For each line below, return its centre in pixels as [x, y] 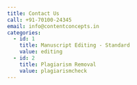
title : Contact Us [33, 13]
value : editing [41, 52]
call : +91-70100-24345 [39, 20]
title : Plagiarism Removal [58, 64]
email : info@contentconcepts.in [53, 26]
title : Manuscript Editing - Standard [75, 45]
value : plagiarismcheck [53, 71]
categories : [24, 33]
